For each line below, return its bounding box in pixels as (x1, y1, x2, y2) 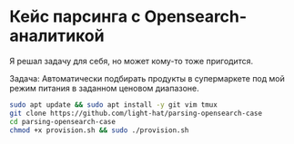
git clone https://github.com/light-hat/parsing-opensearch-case (9, 109, 262, 118)
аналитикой (9, 25, 105, 46)
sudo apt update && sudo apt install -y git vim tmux (9, 100, 218, 110)
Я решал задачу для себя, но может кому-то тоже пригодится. (9, 55, 253, 66)
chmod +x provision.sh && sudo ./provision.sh (9, 125, 189, 135)
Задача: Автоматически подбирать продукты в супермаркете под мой (9, 72, 285, 83)
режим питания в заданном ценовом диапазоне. (9, 82, 200, 93)
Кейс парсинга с (9, 6, 141, 27)
